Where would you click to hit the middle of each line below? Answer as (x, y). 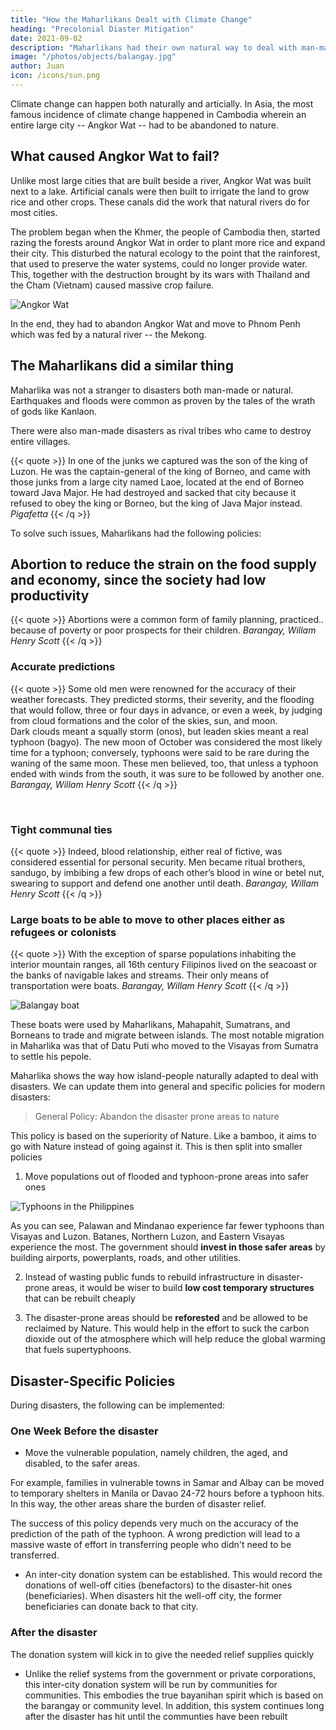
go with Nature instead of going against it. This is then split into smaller (156, 1147)
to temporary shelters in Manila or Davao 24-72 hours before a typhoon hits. (167, 1493)
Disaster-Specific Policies (93, 1381)
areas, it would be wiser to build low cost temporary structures (183, 1288)
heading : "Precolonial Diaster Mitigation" (102, 29)
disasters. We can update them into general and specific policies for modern (168, 1087)
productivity (50, 595)
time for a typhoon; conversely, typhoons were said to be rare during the (160, 752)
